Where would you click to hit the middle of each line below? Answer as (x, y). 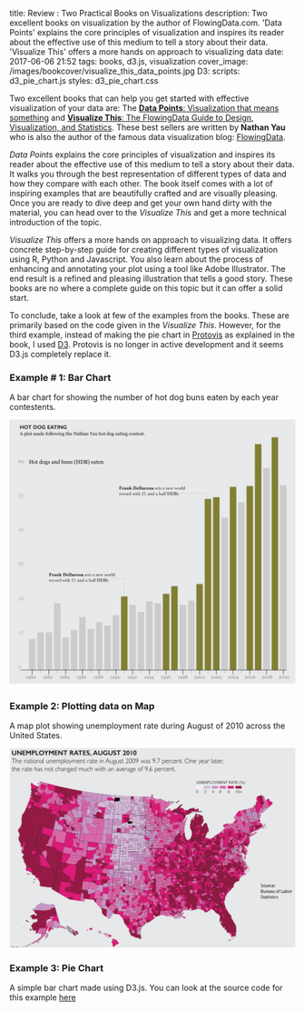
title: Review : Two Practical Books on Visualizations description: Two (138, 13)
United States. (36, 736)
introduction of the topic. (56, 222)
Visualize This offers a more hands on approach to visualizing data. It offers (151, 240)
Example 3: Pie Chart (57, 968)
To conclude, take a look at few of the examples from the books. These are (150, 316)
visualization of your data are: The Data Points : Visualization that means (144, 108)
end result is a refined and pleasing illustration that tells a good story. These (151, 278)
